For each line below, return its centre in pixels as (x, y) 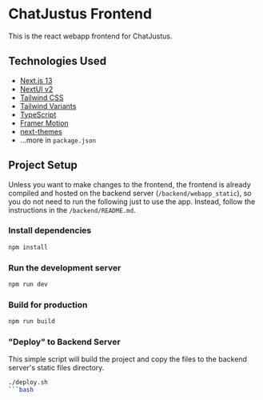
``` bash (21, 390)
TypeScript (38, 114)
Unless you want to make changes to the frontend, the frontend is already (130, 184)
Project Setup (43, 165)
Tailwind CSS (42, 98)
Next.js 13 (36, 80)
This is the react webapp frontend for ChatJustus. (90, 36)
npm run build (32, 322)
